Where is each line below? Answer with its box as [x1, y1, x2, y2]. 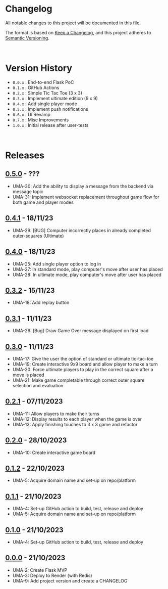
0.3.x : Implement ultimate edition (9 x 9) [12, 95, 98, 101]
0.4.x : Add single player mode [12, 101, 77, 107]
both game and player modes [12, 199, 74, 205]
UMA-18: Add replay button [12, 299, 70, 306]
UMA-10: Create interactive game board [12, 449, 96, 456]
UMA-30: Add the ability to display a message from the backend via [12, 183, 154, 189]
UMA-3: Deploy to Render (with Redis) [12, 572, 92, 578]
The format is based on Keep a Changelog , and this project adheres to [5, 29, 151, 35]
